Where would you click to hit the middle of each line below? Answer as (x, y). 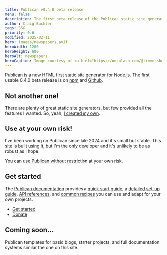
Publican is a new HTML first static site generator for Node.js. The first (78, 75)
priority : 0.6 (20, 33)
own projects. (19, 199)
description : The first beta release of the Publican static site (75, 19)
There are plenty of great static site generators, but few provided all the (78, 108)
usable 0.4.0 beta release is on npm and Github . (54, 80)
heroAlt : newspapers (27, 56)
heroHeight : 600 (22, 51)
